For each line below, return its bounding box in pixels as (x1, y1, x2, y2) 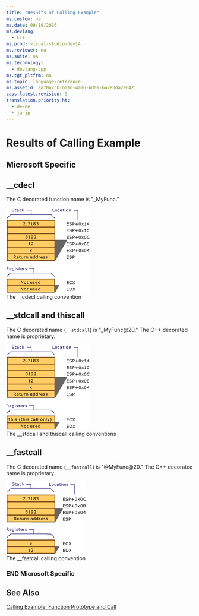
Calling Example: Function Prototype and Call (6, 604, 117, 611)
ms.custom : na (6, 15, 42, 22)
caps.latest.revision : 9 (6, 91, 68, 97)
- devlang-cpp (11, 66, 46, 72)
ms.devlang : (6, 29, 36, 34)
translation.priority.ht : (6, 97, 70, 103)
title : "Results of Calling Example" (6, 10, 100, 15)
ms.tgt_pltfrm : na (6, 72, 52, 78)
